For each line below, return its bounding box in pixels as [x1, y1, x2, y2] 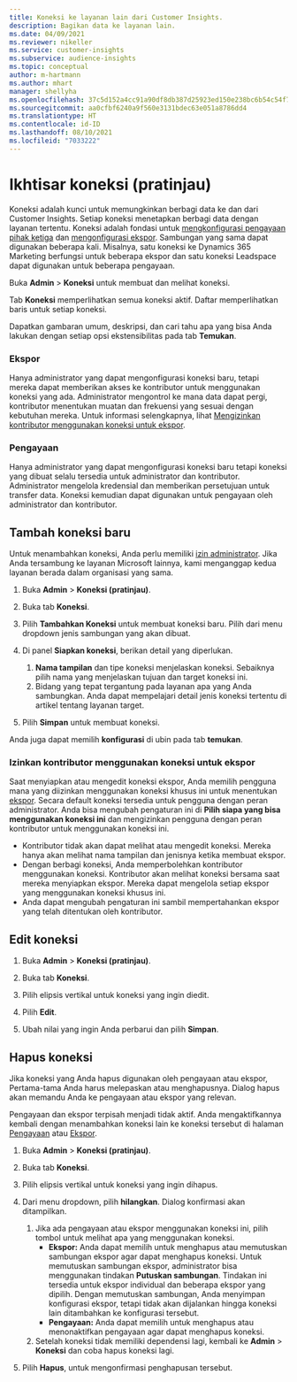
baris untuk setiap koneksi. [9, 303, 108, 314]
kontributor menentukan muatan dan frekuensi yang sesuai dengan [9, 400, 254, 411]
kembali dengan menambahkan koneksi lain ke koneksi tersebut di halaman [9, 1118, 285, 1129]
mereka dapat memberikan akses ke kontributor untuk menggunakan [9, 381, 261, 392]
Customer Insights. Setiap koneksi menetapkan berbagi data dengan [9, 213, 259, 224]
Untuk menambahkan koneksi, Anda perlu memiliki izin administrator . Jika [9, 549, 278, 559]
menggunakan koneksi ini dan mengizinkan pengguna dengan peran [9, 814, 263, 825]
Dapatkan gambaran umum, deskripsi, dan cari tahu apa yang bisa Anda [9, 320, 272, 332]
